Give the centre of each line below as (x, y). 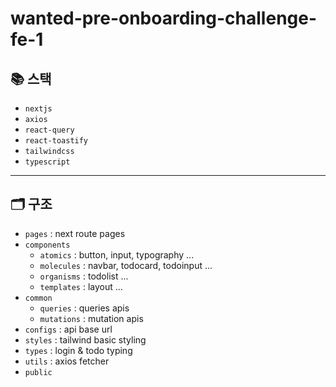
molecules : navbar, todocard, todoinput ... (126, 265)
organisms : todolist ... (84, 276)
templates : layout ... (81, 286)
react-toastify (56, 141)
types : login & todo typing (78, 350)
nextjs (38, 109)
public (38, 372)
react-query (49, 130)
